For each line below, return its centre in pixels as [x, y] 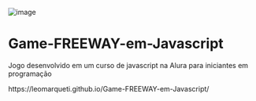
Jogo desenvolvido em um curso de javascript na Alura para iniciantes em [128, 65]
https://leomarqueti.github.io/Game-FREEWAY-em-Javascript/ [109, 88]
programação [30, 74]
